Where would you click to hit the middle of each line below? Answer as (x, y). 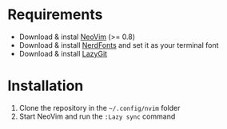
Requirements (55, 15)
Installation (46, 86)
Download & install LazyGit (63, 53)
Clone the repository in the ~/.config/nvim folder (100, 107)
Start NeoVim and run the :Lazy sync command (97, 116)
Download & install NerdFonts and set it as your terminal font (119, 45)
